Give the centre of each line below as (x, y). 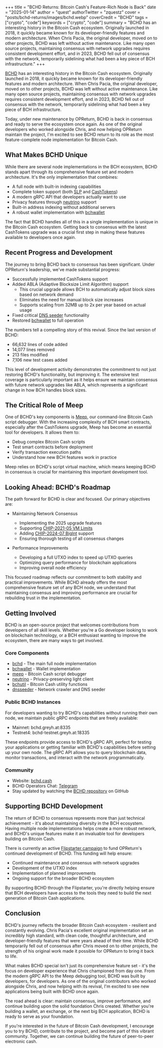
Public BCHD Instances (33, 702)
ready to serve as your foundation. (40, 1016)
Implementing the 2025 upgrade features (61, 523)
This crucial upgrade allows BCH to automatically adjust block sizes (87, 289)
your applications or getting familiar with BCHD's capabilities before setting (81, 747)
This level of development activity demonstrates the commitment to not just (81, 369)
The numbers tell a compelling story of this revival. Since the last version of (81, 330)
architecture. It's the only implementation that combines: (62, 177)
